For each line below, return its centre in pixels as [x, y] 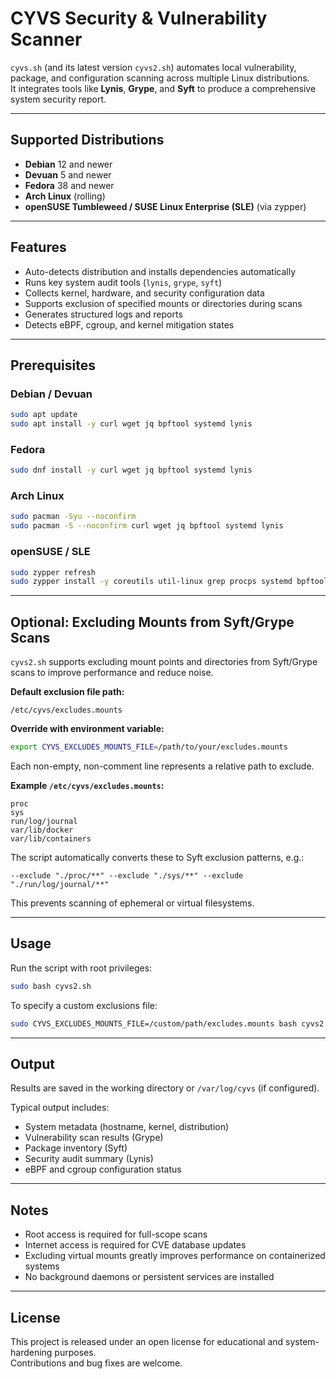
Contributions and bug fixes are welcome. [96, 1363]
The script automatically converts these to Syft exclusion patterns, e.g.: [157, 857]
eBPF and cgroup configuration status [103, 1169]
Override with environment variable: [87, 729]
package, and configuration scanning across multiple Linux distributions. [160, 78]
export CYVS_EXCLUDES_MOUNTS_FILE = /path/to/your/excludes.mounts [149, 747]
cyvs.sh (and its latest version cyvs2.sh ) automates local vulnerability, [153, 67]
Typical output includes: [60, 1108]
